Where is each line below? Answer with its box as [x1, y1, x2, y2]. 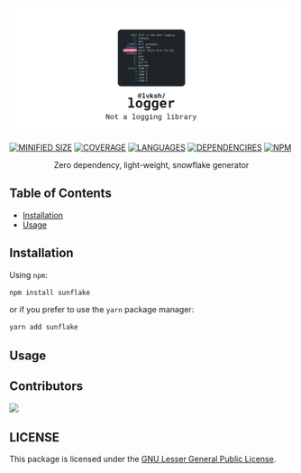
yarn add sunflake [9, 323, 78, 332]
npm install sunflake [9, 288, 91, 297]
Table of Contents [9, 186, 113, 201]
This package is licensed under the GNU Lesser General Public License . [9, 454, 277, 465]
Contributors [9, 378, 84, 394]
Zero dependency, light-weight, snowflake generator [53, 159, 250, 170]
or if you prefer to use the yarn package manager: [9, 304, 195, 315]
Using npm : [9, 269, 48, 280]
